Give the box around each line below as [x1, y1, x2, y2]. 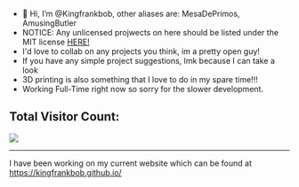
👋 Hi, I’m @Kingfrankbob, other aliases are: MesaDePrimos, [21, 9, 240, 19]
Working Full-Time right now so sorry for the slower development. [21, 84, 264, 94]
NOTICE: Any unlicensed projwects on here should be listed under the [21, 27, 279, 37]
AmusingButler [21, 18, 77, 28]
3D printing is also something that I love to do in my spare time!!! [21, 74, 258, 84]
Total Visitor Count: [9, 109, 120, 124]
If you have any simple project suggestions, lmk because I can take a [21, 56, 276, 66]
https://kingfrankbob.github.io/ [9, 167, 122, 177]
